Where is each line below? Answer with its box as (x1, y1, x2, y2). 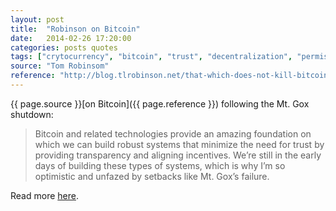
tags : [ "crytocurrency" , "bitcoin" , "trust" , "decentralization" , (10, 52, 293, 62)
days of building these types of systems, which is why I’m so (34, 159, 286, 171)
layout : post (10, 14, 65, 25)
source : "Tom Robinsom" (10, 61, 110, 71)
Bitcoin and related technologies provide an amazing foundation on (34, 127, 312, 140)
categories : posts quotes (10, 42, 118, 53)
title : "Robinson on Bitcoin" (10, 24, 141, 34)
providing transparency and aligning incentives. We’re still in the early (34, 149, 322, 161)
